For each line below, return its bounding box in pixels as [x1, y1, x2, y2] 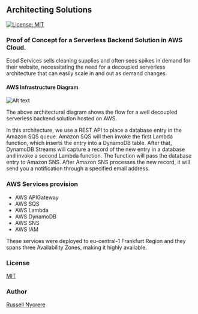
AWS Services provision [6, 180, 78, 188]
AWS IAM [14, 226, 39, 233]
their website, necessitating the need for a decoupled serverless [6, 63, 166, 71]
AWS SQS [14, 200, 40, 207]
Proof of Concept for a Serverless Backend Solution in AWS [6, 35, 183, 44]
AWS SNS [14, 219, 40, 226]
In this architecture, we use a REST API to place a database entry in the [6, 126, 182, 134]
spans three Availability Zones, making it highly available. [6, 244, 147, 251]
